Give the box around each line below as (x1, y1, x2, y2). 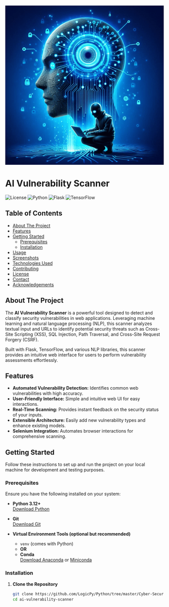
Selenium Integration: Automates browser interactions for (12, 428, 133, 434)
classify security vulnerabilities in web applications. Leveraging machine (5, 315, 155, 321)
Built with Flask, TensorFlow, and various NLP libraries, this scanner (5, 346, 146, 352)
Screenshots (12, 255, 39, 261)
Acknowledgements (12, 282, 54, 288)
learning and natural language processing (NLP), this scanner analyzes (5, 320, 152, 326)
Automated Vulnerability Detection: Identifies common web (12, 385, 139, 391)
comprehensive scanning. (12, 433, 66, 440)
